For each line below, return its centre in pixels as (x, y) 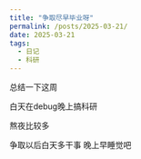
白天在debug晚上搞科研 (54, 106)
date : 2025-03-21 (42, 35)
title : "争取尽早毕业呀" (51, 18)
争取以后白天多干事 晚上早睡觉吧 (70, 145)
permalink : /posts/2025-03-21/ (69, 26)
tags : (20, 43)
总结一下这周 (33, 87)
